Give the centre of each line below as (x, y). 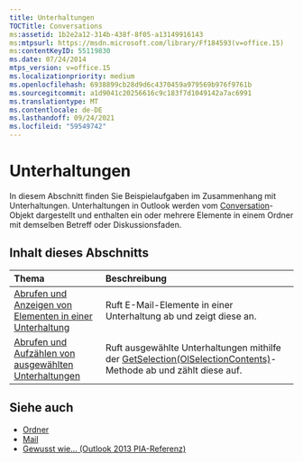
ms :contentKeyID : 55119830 (60, 51)
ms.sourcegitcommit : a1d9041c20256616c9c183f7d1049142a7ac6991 (131, 93)
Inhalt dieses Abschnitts (79, 253)
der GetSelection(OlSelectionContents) (188, 358)
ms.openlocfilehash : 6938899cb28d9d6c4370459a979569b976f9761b (131, 85)
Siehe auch (41, 408)
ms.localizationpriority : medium (72, 77)
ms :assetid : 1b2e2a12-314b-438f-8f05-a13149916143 (106, 34)
